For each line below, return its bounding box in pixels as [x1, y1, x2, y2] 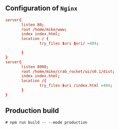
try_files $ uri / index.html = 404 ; [39, 83, 113, 88]
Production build [5, 106, 59, 115]
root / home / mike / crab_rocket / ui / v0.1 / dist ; [21, 69, 115, 74]
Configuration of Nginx [5, 4, 78, 13]
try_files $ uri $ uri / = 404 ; [39, 41, 99, 46]
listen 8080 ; [21, 64, 49, 69]
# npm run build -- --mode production [5, 120, 87, 125]
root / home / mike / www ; [21, 27, 67, 32]
